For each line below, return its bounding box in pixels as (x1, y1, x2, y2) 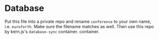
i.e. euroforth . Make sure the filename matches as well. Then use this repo (4, 23, 154, 29)
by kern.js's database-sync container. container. (4, 29, 100, 34)
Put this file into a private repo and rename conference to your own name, (4, 19, 151, 24)
